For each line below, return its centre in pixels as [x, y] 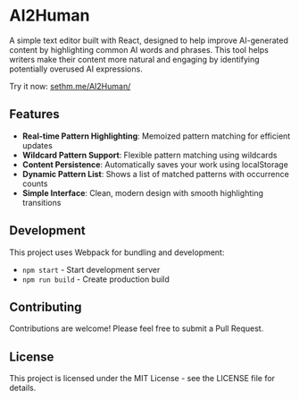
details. [23, 388]
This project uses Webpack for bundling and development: [117, 252]
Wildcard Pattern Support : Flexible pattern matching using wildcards [149, 155]
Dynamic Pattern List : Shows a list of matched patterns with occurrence [156, 174]
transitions [42, 202]
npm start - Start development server [91, 269]
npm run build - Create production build [96, 279]
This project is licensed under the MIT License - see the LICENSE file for [142, 379]
